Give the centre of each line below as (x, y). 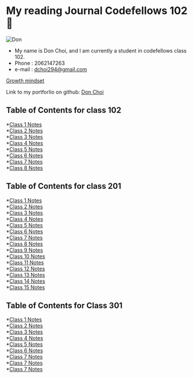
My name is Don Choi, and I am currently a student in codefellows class (100, 50)
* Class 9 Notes (24, 250)
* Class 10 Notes (26, 256)
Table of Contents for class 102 (64, 110)
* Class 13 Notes (26, 275)
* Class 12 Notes (26, 268)
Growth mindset (25, 81)
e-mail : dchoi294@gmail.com (51, 69)
